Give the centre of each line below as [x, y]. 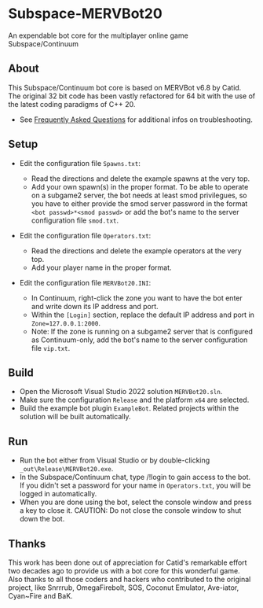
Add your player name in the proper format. [101, 267]
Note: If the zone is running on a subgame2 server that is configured [142, 331]
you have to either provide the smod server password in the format [139, 203]
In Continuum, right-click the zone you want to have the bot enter [137, 298]
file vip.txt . [51, 348]
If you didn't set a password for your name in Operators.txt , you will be [135, 485]
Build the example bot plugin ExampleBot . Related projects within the [129, 408]
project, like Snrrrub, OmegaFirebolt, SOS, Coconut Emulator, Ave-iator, [124, 588]
